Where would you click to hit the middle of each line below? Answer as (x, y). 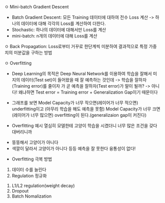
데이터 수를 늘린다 (29, 170)
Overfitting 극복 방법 (32, 159)
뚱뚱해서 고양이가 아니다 (35, 142)
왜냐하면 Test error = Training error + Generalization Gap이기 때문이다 (88, 92)
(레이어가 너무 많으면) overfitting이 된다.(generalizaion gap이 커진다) (79, 115)
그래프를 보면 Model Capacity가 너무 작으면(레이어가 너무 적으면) (75, 103)
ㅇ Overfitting (18, 63)
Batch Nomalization (32, 196)
